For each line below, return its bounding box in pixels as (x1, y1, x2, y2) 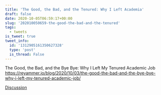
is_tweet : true (5, 34, 36, 39)
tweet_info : (5, 39, 29, 43)
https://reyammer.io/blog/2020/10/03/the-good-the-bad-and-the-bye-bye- (5, 70, 156, 76)
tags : (5, 25, 16, 30)
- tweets (9, 29, 27, 34)
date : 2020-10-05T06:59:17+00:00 (5, 16, 73, 21)
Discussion (5, 85, 27, 91)
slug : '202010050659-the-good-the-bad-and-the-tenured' (5, 20, 120, 26)
